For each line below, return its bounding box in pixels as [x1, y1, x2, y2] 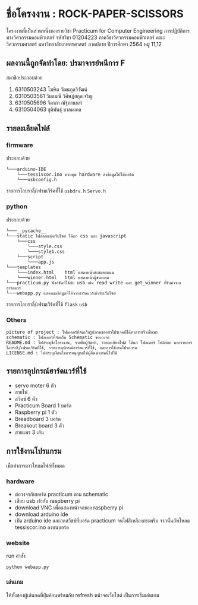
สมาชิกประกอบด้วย [6, 74, 43, 81]
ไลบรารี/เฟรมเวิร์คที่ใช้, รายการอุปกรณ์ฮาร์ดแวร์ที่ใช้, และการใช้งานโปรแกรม [6, 345, 138, 351]
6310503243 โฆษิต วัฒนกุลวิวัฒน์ [14, 85, 87, 93]
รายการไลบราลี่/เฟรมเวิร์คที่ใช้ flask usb [6, 300, 87, 308]
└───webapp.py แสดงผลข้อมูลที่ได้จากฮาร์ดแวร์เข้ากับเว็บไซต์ [6, 290, 116, 296]
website [6, 539, 30, 547]
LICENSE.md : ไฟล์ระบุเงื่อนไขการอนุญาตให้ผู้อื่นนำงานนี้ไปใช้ [6, 350, 117, 356]
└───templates [6, 264, 42, 270]
